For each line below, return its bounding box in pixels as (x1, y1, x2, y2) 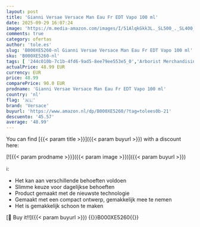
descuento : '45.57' (6, 113, 55, 119)
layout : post (6, 8, 39, 15)
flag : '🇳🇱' (6, 97, 36, 103)
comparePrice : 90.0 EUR (6, 81, 65, 87)
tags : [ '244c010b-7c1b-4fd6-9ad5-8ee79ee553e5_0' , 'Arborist (6, 58, 161, 64)
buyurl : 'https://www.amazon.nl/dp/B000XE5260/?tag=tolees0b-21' (6, 108, 171, 114)
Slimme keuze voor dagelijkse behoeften (14, 184, 115, 191)
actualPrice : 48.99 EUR (6, 64, 65, 70)
